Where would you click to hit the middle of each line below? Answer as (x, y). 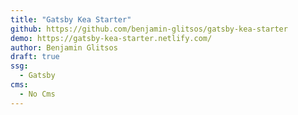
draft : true (35, 57)
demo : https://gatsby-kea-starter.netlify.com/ (111, 38)
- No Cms (37, 94)
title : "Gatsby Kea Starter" (71, 19)
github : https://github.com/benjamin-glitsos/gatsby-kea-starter (149, 29)
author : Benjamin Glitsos (64, 47)
